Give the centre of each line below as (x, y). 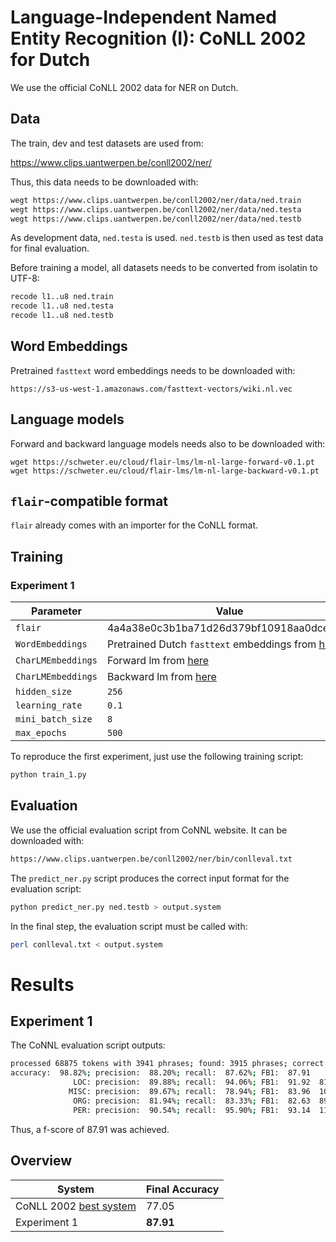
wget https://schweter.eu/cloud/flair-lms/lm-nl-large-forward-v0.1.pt (162, 462)
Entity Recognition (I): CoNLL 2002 (158, 38)
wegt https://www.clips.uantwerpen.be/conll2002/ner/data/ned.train (156, 200)
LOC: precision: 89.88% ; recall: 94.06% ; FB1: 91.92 (192, 1082)
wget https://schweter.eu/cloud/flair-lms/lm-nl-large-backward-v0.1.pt (165, 471)
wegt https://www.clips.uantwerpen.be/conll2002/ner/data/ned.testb (156, 219)
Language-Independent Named (143, 17)
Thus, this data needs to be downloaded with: (104, 182)
